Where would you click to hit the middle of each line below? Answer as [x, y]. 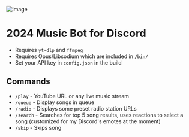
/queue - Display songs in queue [55, 102]
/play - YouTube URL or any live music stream [72, 96]
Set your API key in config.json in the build [68, 62]
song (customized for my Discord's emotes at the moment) [88, 121]
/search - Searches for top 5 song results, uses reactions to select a [99, 115]
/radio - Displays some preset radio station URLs [76, 108]
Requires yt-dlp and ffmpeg [49, 50]
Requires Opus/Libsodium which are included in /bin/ [81, 56]
